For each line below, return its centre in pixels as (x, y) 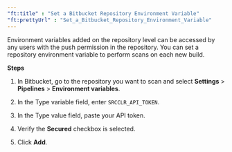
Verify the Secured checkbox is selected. (76, 129)
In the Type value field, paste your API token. (81, 115)
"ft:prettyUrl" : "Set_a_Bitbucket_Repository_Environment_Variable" (110, 20)
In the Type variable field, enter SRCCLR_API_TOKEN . (88, 102)
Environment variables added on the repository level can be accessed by (111, 39)
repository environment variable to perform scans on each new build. (106, 54)
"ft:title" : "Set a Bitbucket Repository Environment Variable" (103, 13)
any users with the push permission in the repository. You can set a (103, 47)
